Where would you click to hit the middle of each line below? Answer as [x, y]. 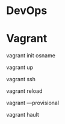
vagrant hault [23, 115]
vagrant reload [24, 91]
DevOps [27, 11]
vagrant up [20, 67]
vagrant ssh [21, 79]
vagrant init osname [31, 56]
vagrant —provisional [32, 103]
